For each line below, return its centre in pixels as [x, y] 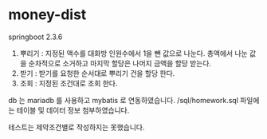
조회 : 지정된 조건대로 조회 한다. [69, 83]
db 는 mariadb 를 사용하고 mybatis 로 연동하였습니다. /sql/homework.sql [124, 100]
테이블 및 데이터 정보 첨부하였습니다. [73, 110]
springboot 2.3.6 [35, 37]
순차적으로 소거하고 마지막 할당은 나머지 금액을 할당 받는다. [120, 63]
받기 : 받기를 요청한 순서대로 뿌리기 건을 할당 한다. [97, 73]
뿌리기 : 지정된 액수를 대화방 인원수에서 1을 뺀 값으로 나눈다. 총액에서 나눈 [134, 53]
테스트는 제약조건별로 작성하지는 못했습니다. [77, 127]
